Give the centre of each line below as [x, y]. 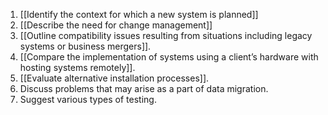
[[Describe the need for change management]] [116, 25]
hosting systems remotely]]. [77, 67]
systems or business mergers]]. [85, 46]
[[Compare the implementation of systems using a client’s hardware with [169, 57]
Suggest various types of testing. [88, 99]
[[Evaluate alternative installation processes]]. [114, 78]
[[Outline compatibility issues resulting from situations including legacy [166, 35]
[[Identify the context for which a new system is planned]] [139, 14]
